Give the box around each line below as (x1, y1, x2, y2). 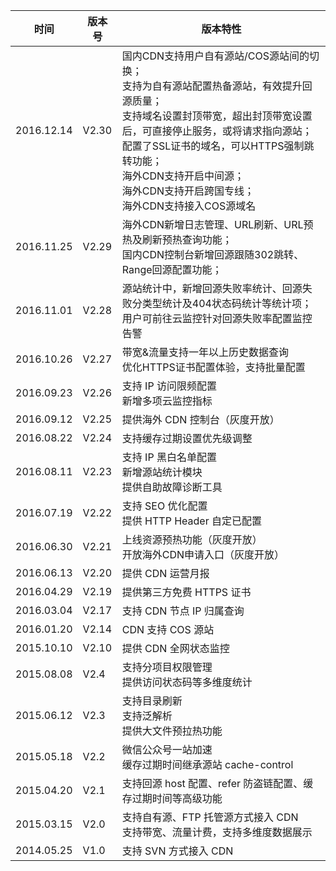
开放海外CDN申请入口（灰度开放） (121, 548, 285, 561)
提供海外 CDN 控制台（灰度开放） (121, 413, 280, 426)
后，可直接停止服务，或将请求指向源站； (121, 124, 313, 138)
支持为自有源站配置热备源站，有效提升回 (121, 79, 313, 93)
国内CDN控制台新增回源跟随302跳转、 (121, 248, 305, 261)
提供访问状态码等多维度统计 (121, 675, 253, 689)
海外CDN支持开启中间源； (121, 169, 245, 183)
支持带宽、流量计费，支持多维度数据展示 (121, 825, 313, 839)
